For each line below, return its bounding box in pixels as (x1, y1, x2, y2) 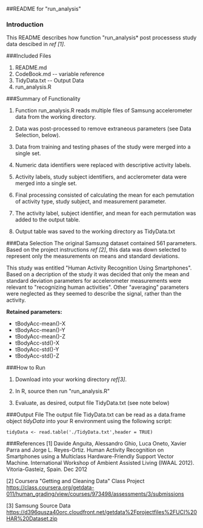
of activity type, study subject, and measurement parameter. (15, 198, 167, 205)
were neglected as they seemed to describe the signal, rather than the (6, 290, 182, 297)
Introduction (6, 20, 44, 29)
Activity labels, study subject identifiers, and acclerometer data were (15, 173, 187, 181)
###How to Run (6, 364, 45, 371)
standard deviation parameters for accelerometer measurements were (6, 277, 182, 285)
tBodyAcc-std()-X (15, 339, 59, 347)
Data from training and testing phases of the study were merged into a (15, 143, 191, 151)
